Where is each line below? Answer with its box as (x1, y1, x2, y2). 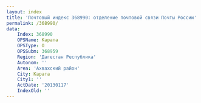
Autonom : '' (17, 59, 47, 65)
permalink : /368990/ (6, 20, 59, 26)
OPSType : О (17, 43, 45, 49)
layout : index (6, 8, 43, 15)
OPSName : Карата (17, 37, 59, 43)
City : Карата (17, 71, 50, 77)
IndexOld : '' (17, 88, 50, 94)
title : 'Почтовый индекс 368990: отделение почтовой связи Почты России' (6, 15, 197, 21)
